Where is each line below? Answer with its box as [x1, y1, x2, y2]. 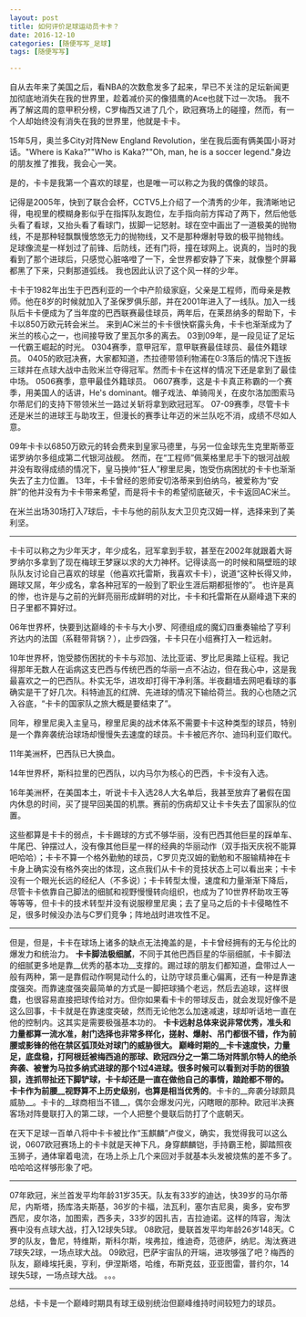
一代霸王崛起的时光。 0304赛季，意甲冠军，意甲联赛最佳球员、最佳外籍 [9, 341, 280, 352]
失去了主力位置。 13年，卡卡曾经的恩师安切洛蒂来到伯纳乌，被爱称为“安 [9, 476, 280, 486]
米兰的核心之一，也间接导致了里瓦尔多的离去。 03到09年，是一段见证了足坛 [9, 330, 295, 341]
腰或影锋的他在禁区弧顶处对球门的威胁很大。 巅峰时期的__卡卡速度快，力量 [9, 1040, 291, 1050]
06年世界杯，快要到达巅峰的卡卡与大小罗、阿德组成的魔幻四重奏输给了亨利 [9, 622, 291, 632]
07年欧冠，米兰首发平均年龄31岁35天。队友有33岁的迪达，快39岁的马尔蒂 [9, 1190, 289, 1201]
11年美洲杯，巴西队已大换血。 [9, 748, 120, 759]
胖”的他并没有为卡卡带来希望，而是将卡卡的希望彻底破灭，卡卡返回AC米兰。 [9, 486, 296, 497]
